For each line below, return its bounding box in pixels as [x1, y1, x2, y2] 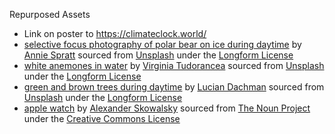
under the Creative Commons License [23, 113, 181, 124]
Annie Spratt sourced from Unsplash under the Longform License [23, 49, 294, 61]
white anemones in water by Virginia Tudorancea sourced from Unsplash [23, 60, 325, 71]
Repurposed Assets [9, 9, 91, 20]
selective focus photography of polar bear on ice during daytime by [23, 39, 302, 50]
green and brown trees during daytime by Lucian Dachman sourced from [23, 81, 325, 93]
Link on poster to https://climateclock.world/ [23, 28, 207, 39]
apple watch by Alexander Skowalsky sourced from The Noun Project [23, 102, 311, 114]
